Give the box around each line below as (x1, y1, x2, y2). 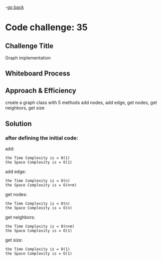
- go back (5, 4, 24, 10)
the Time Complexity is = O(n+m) (5, 223, 75, 229)
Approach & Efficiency (5, 86, 76, 94)
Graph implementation (5, 55, 51, 60)
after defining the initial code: (5, 134, 78, 141)
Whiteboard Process (5, 69, 71, 78)
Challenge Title (5, 41, 54, 50)
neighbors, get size (5, 105, 45, 111)
